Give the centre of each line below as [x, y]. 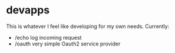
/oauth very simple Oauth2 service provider [67, 44]
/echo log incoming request [48, 37]
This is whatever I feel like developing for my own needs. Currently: [88, 26]
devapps [28, 10]
